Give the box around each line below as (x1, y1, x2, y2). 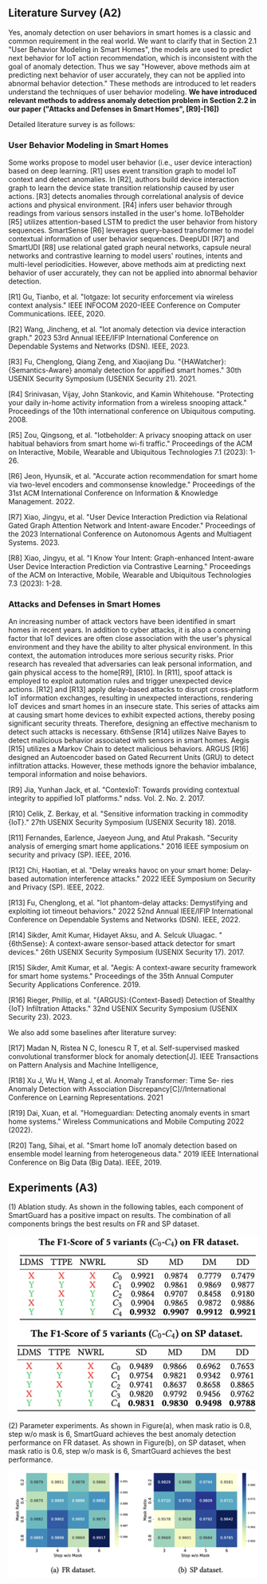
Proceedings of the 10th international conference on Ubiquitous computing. (8, 407, 256, 416)
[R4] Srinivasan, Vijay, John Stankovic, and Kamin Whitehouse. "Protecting (8, 389, 254, 399)
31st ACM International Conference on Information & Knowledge (8, 488, 218, 498)
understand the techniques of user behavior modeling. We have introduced (8, 87, 257, 97)
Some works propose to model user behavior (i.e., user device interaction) (8, 157, 253, 167)
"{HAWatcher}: (178, 357, 227, 367)
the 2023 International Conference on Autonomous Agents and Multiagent (8, 529, 253, 539)
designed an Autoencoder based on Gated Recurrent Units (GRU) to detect (8, 753, 254, 762)
